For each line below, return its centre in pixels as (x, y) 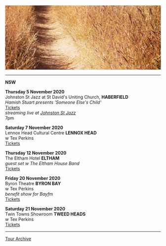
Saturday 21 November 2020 (35, 209)
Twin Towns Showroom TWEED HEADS (45, 214)
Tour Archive (18, 239)
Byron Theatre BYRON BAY (33, 184)
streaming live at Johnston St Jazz (41, 113)
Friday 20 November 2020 (33, 178)
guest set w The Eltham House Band (42, 164)
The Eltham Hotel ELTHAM (32, 158)
